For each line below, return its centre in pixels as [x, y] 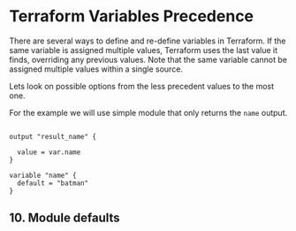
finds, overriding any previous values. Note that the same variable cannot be [148, 59]
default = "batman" [53, 183]
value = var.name [49, 152]
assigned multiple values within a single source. [96, 69]
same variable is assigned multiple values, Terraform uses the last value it [144, 50]
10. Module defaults [65, 218]
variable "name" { [43, 175]
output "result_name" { [53, 136]
